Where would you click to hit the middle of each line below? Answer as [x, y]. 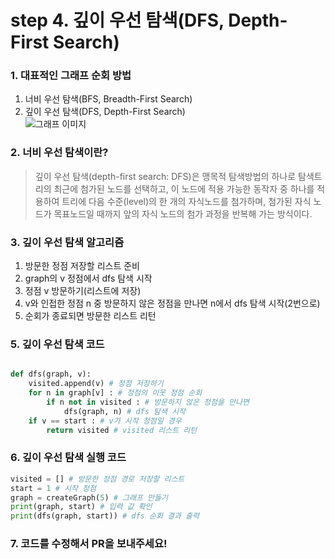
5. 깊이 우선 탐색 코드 [57, 344]
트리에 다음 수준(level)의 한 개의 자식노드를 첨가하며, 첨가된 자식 [186, 201]
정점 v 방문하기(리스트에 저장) [83, 291]
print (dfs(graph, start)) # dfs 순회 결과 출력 [105, 516]
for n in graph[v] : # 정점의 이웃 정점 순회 [115, 393]
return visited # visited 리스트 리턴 [122, 430]
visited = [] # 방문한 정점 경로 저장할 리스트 [97, 479]
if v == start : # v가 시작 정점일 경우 [105, 421]
